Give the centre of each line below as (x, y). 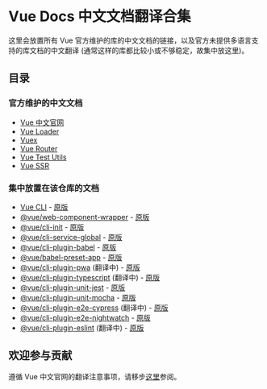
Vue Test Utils (43, 157)
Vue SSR (35, 165)
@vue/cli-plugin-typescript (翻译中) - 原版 (90, 277)
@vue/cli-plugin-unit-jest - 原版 (73, 288)
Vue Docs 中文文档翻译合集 (100, 17)
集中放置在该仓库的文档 (54, 188)
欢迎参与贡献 (40, 356)
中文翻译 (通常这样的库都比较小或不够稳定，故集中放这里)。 (150, 50)
